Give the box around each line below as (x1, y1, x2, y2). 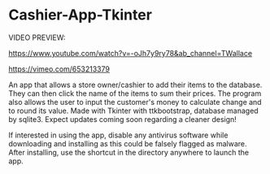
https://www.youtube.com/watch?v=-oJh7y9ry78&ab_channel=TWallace (8, 48, 253, 58)
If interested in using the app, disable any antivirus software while (8, 130, 229, 140)
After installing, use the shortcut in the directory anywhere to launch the (8, 147, 250, 157)
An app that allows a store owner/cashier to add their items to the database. (8, 80, 263, 89)
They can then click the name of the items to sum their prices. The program (8, 88, 262, 98)
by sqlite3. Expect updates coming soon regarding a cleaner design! (8, 114, 237, 124)
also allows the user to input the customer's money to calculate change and (8, 97, 262, 107)
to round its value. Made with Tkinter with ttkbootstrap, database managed (8, 106, 259, 115)
